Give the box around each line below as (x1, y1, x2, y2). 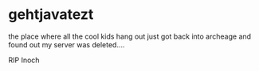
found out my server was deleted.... (8, 39, 125, 49)
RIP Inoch (8, 55, 40, 65)
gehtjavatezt (8, 6, 94, 24)
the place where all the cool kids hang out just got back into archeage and (8, 32, 252, 41)
